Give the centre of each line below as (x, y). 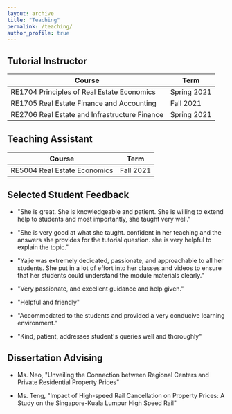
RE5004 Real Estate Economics (62, 170)
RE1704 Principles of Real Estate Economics (83, 92)
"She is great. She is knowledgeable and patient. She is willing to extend (120, 211)
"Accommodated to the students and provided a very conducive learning (121, 315)
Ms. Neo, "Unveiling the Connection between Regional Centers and (113, 375)
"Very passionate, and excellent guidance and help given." (100, 289)
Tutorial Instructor (47, 61)
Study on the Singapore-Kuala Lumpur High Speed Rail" (97, 403)
